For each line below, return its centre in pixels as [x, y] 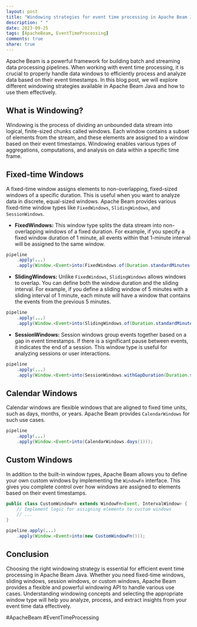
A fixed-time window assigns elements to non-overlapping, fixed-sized [92, 189]
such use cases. [26, 420]
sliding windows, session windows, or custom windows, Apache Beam [91, 581]
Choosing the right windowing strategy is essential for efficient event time [95, 568]
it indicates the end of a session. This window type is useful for [91, 347]
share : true [21, 45]
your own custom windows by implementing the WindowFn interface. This [93, 480]
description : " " [27, 22]
